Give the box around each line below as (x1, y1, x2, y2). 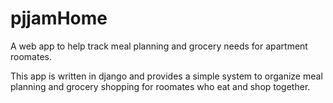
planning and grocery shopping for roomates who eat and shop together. (10, 80, 311, 92)
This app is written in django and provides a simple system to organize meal (10, 70, 323, 82)
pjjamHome (10, 7, 108, 30)
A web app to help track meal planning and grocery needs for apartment (10, 40, 308, 52)
